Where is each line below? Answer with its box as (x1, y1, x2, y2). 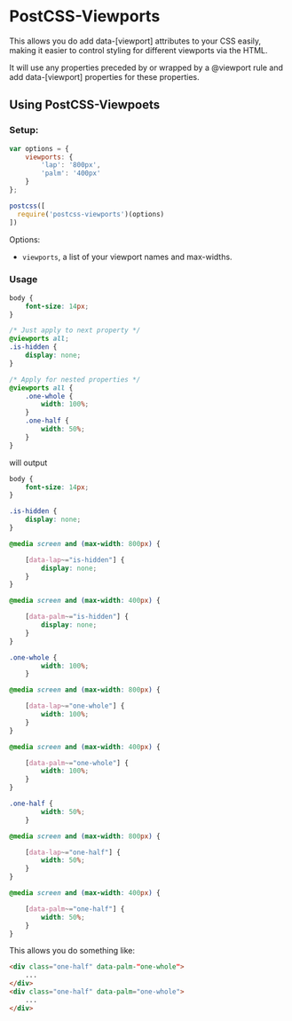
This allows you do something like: (9, 946, 136, 956)
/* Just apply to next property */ (9, 326, 141, 335)
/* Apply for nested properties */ (9, 375, 141, 384)
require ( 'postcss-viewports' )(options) (17, 210, 165, 218)
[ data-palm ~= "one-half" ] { (25, 904, 125, 914)
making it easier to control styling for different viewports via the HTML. (9, 44, 268, 55)
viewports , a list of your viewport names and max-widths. (21, 251, 233, 262)
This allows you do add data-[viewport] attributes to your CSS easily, (9, 36, 262, 46)
